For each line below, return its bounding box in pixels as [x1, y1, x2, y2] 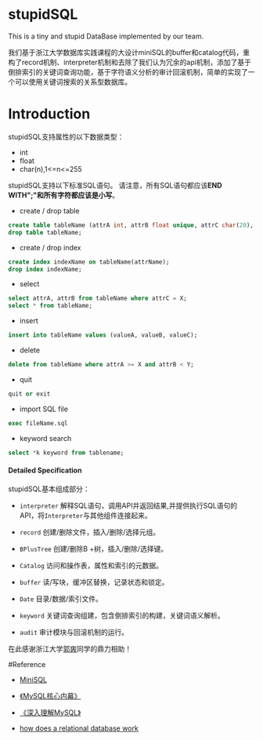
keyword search [19, 433, 72, 443]
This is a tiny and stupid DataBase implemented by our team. [8, 31, 204, 41]
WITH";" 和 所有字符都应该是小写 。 [8, 190, 120, 199]
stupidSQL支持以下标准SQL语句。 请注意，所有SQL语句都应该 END [8, 180, 222, 190]
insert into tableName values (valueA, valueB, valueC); [8, 331, 198, 339]
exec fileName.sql [8, 419, 68, 427]
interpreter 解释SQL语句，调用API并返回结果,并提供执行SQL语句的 [19, 501, 238, 510]
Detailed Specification [8, 465, 82, 476]
